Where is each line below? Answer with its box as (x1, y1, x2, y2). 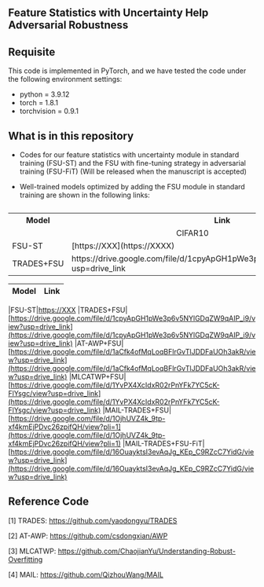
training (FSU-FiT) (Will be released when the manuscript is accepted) (19, 167, 247, 176)
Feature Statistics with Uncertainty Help (8, 6, 209, 20)
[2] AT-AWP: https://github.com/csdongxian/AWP (8, 530, 168, 541)
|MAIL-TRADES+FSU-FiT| (123, 439, 205, 449)
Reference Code (8, 495, 90, 508)
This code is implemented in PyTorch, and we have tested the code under (8, 66, 247, 75)
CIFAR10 (176, 228, 210, 239)
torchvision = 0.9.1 (19, 106, 79, 116)
